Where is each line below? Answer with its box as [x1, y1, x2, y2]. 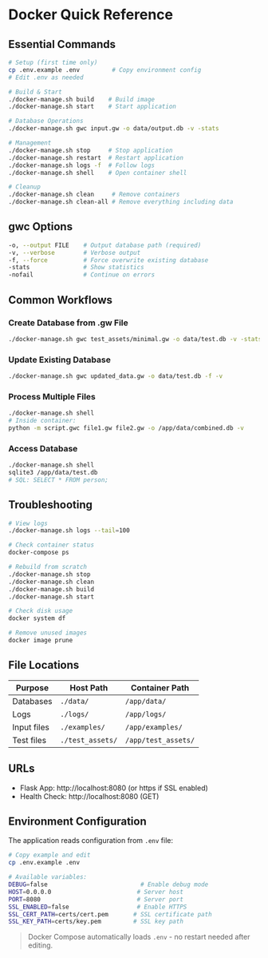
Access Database [8, 443, 78, 454]
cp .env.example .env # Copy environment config [8, 66, 202, 74]
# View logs [8, 519, 48, 527]
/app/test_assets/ [124, 735, 195, 745]
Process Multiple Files [8, 391, 96, 402]
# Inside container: [8, 417, 77, 425]
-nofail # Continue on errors [8, 271, 156, 279]
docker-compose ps [8, 549, 69, 557]
